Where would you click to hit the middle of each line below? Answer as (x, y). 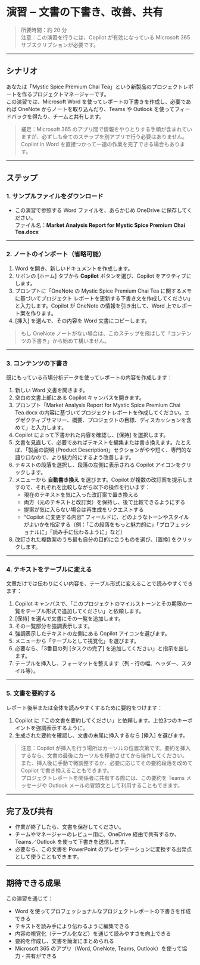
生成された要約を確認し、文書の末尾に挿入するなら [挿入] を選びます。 (101, 735)
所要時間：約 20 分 (44, 30)
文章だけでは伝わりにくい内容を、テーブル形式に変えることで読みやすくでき (100, 583)
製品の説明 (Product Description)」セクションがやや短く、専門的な (110, 450)
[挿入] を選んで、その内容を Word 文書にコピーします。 (82, 321)
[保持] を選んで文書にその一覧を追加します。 (69, 619)
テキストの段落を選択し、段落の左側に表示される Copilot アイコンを (98, 465)
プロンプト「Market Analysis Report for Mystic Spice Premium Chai (97, 405)
